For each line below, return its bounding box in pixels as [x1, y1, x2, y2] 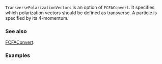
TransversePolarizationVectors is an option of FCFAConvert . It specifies [5, 5, 155, 10]
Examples [5, 52, 31, 59]
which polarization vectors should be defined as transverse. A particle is [5, 10, 157, 16]
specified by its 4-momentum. [5, 15, 69, 21]
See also [5, 27, 27, 35]
